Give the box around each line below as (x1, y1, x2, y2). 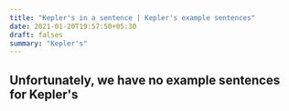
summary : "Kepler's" (9, 38, 89, 48)
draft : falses (9, 30, 64, 39)
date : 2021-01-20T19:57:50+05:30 (9, 22, 137, 31)
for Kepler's (9, 86, 79, 102)
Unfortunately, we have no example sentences (9, 72, 281, 87)
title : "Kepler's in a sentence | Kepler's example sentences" (9, 13, 256, 23)
